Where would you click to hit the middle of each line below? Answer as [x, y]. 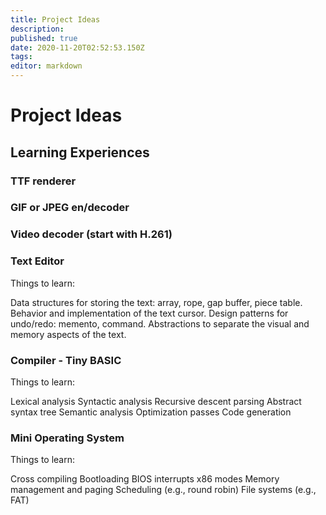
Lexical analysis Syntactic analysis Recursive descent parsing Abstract [156, 401]
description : [37, 29]
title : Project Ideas [55, 19]
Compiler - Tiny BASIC [66, 360]
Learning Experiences [80, 152]
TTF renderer [43, 181]
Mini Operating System [67, 438]
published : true [44, 38]
